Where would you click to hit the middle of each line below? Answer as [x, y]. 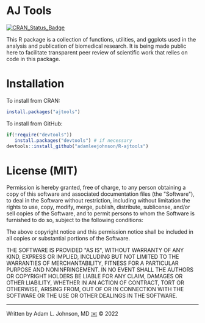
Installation [35, 84]
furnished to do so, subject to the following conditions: [75, 220]
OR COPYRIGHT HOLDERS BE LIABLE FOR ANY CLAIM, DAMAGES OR [95, 277]
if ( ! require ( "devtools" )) [39, 135]
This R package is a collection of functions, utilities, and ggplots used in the [101, 39]
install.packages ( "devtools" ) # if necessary [73, 140]
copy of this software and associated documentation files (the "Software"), [101, 194]
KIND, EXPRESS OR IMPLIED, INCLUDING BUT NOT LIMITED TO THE [93, 257]
